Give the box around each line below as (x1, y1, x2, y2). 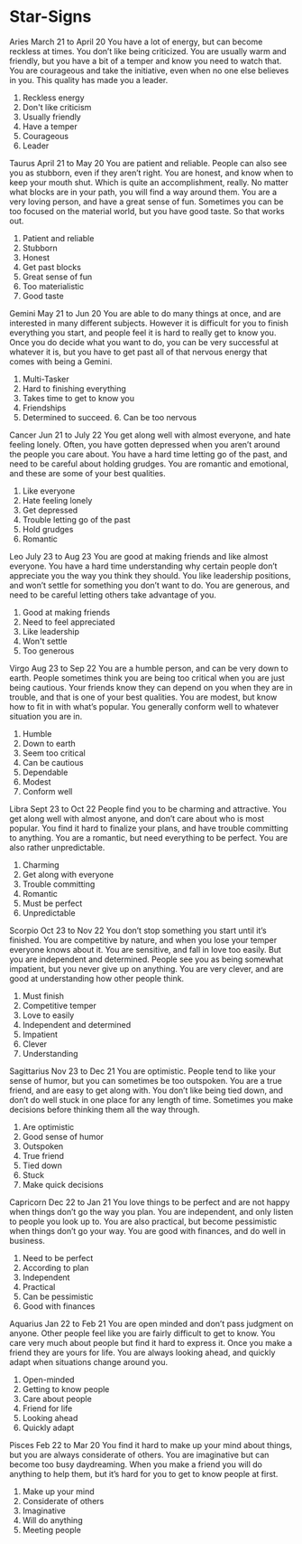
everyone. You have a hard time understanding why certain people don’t (9, 560, 278, 571)
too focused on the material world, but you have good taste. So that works (9, 205, 286, 216)
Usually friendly (22, 111, 81, 122)
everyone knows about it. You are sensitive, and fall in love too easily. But (9, 944, 282, 955)
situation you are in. (9, 711, 83, 721)
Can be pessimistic (22, 1291, 94, 1302)
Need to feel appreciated (22, 617, 115, 627)
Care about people (22, 1393, 92, 1404)
